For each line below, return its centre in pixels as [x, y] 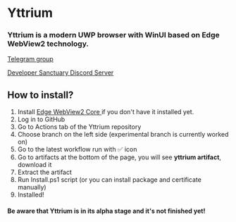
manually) [32, 187]
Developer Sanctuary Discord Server [61, 73]
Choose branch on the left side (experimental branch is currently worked [123, 135]
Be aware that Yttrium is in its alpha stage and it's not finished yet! [106, 211]
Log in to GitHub [41, 119]
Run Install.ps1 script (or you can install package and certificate [110, 180]
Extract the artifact [45, 172]
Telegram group [31, 59]
